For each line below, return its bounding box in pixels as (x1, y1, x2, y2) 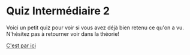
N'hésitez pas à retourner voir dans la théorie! (6, 30, 120, 37)
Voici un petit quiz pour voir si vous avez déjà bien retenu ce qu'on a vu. (6, 24, 184, 31)
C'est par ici (6, 42, 36, 49)
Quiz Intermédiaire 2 (6, 4, 110, 18)
